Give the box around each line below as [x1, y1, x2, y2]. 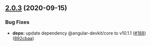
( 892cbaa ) [12, 35, 34, 41]
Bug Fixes [5, 19, 30, 26]
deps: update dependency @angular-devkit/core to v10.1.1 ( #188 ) [12, 30, 146, 36]
